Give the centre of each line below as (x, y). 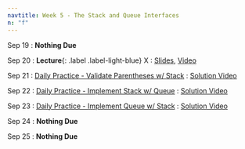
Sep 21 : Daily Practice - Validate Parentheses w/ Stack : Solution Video (122, 75)
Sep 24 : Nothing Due (43, 121)
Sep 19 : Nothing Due (42, 45)
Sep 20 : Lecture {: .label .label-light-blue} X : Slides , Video (102, 60)
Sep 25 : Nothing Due (43, 136)
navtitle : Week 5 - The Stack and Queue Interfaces (93, 15)
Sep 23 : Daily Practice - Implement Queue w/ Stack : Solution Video (118, 106)
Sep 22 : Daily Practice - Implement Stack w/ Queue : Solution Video (118, 90)
